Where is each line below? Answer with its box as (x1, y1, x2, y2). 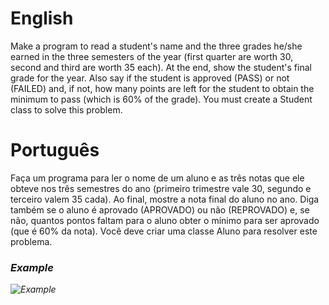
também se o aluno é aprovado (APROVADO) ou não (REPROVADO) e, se (10, 203, 310, 216)
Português (10, 139, 100, 162)
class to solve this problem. (10, 103, 123, 116)
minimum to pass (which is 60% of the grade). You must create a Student (10, 93, 313, 105)
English (10, 7, 74, 30)
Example (10, 260, 54, 274)
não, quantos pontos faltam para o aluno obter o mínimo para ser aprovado (10, 214, 320, 226)
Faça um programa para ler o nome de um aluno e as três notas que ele (10, 172, 305, 184)
